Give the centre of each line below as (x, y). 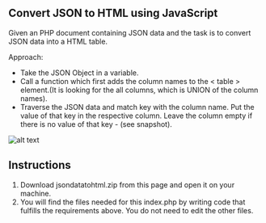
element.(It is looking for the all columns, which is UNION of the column (139, 90)
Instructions (40, 165)
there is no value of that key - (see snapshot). (96, 124)
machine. (36, 193)
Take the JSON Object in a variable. (79, 73)
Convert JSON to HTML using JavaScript (113, 13)
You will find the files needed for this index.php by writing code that (133, 202)
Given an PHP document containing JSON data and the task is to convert (130, 32)
